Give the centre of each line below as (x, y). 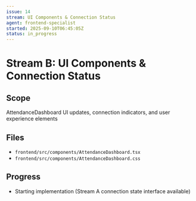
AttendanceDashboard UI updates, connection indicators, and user (88, 112)
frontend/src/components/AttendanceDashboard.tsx (78, 152)
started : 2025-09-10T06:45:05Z (45, 28)
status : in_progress (32, 34)
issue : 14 (18, 12)
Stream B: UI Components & (76, 64)
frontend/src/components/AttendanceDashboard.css (78, 159)
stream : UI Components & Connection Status (61, 17)
